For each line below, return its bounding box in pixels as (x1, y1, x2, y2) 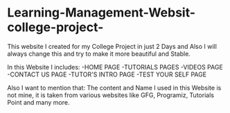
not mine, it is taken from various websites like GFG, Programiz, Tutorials (7, 91, 215, 99)
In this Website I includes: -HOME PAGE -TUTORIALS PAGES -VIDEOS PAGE (7, 63, 223, 71)
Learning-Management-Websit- (7, 5, 196, 21)
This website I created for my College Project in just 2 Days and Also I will (7, 42, 217, 50)
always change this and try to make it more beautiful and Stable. (7, 50, 191, 58)
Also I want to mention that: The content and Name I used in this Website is (7, 83, 222, 92)
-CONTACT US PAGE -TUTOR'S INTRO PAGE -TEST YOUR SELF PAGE (7, 70, 206, 79)
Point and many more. (7, 98, 70, 106)
